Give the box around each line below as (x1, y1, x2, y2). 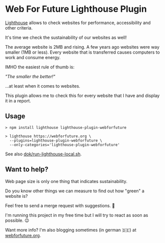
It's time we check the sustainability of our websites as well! (5, 34, 127, 40)
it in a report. (5, 97, 31, 104)
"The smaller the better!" (5, 73, 56, 79)
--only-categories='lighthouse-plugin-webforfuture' (9, 142, 120, 147)
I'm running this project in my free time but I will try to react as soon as (5, 212, 149, 218)
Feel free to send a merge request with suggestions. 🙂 (5, 203, 115, 209)
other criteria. (5, 25, 33, 30)
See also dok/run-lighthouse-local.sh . (5, 151, 82, 157)
